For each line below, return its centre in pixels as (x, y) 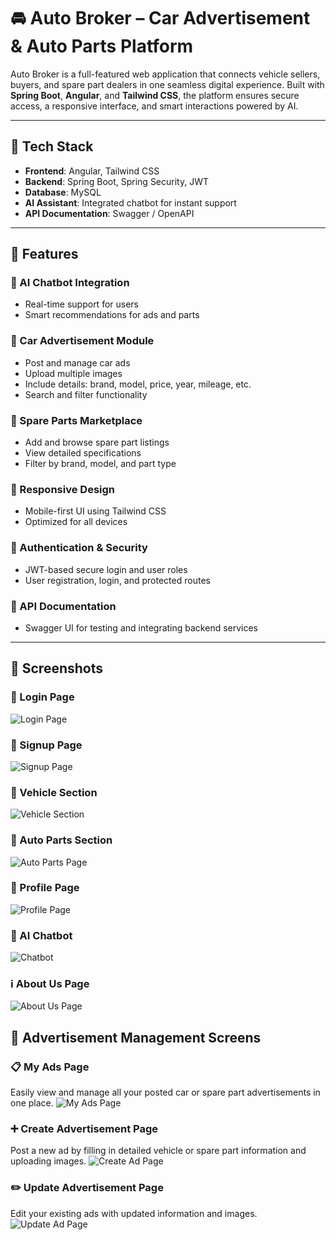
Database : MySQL (63, 192)
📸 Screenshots (57, 668)
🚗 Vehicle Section (54, 792)
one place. (32, 1103)
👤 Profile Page (45, 888)
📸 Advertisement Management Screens (136, 1037)
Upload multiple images (73, 373)
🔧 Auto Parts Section (61, 840)
